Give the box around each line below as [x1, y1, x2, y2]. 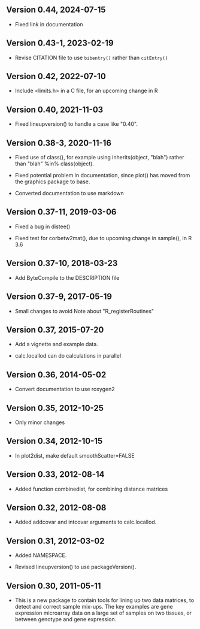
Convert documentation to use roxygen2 [14, 386, 115, 393]
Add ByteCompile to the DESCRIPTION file [14, 274, 120, 281]
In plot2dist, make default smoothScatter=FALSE [14, 452, 135, 459]
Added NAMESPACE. [14, 552, 67, 559]
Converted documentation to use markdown [14, 190, 124, 197]
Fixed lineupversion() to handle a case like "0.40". [14, 120, 138, 128]
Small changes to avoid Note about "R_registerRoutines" [14, 307, 154, 314]
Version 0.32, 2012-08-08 [6, 503, 107, 513]
